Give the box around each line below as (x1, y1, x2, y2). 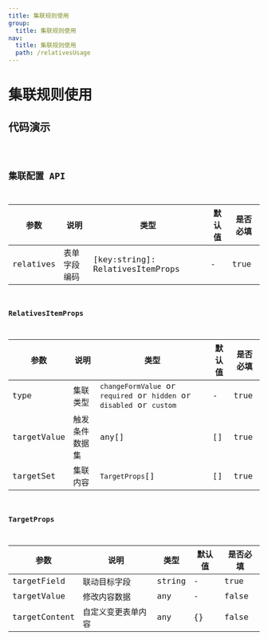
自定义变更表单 (82, 606, 140, 617)
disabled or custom (99, 400, 177, 410)
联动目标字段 (82, 577, 132, 587)
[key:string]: (93, 254, 156, 265)
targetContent (12, 612, 76, 622)
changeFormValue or (99, 381, 176, 392)
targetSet (12, 470, 56, 481)
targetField (12, 576, 65, 586)
